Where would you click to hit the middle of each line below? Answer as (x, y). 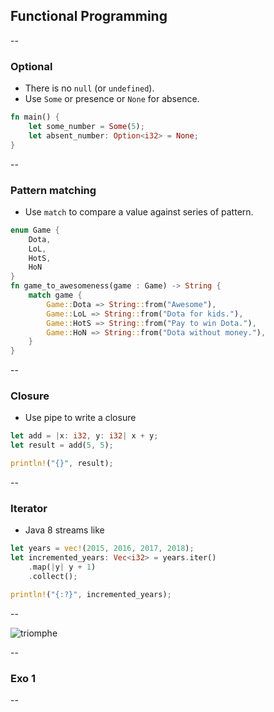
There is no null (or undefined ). (89, 88)
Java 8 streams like (64, 530)
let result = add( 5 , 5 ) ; (62, 445)
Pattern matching (53, 190)
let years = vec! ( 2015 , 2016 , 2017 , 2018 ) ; (102, 549)
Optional (31, 66)
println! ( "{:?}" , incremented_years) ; (91, 594)
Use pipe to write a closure (80, 418)
